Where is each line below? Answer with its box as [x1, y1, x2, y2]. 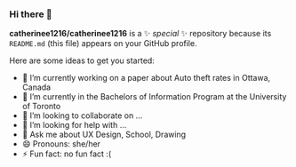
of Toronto [21, 101, 61, 112]
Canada [21, 82, 52, 92]
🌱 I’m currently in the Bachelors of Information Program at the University [21, 91, 287, 102]
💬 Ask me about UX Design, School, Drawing [21, 129, 187, 140]
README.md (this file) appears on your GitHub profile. [9, 38, 197, 49]
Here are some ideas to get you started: [9, 55, 156, 66]
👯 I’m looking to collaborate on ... [21, 110, 143, 121]
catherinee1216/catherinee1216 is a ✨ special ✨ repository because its [9, 28, 272, 39]
